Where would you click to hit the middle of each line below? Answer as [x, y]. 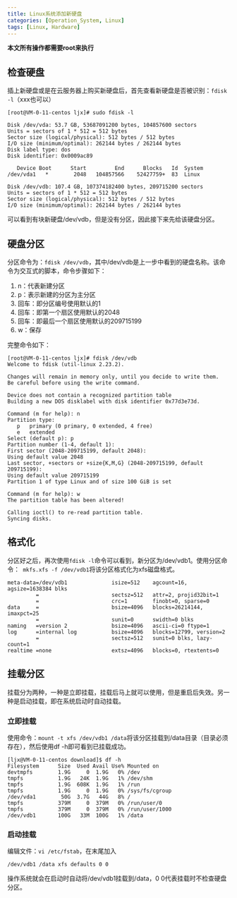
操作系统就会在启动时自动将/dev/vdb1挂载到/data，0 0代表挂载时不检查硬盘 [117, 878]
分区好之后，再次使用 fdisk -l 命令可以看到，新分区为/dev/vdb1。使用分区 [114, 560]
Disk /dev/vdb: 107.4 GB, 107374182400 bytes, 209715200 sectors [105, 187]
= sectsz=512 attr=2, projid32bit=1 [127, 595]
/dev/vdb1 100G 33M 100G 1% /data [75, 815]
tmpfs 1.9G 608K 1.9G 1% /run [74, 784]
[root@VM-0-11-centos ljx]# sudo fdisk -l [71, 113]
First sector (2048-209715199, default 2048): [77, 451]
